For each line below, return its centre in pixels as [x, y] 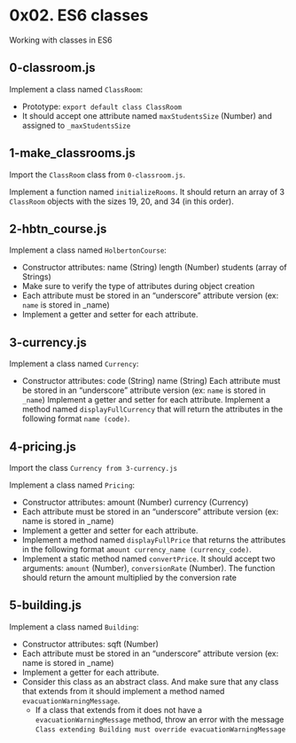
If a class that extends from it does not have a [118, 709]
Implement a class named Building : [74, 627]
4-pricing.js [43, 446]
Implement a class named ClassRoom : [76, 89]
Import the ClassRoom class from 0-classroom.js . [97, 175]
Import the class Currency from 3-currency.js [93, 468]
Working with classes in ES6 [61, 40]
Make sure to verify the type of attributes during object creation [138, 286]
